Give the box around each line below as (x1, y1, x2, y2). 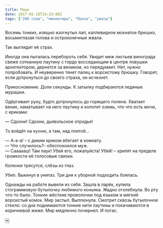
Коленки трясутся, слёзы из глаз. (5, 162, 75, 169)
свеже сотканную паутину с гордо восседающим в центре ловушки (5, 59, 148, 65)
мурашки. (5, 89, 26, 95)
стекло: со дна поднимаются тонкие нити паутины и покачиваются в (5, 203, 149, 208)
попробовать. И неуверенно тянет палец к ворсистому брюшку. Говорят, (5, 69, 159, 75)
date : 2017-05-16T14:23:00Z (5, 12, 62, 17)
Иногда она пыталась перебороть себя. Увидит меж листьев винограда (5, 54, 156, 60)
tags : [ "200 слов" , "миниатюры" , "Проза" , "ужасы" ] (5, 16, 112, 21)
